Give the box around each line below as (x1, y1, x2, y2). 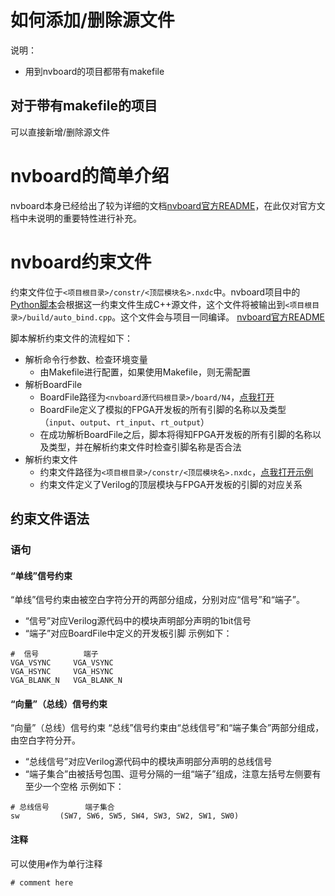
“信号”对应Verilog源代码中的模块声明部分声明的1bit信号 (24, 615, 252, 627)
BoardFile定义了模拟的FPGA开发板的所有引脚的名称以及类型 (39, 403, 287, 415)
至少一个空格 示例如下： (24, 781, 125, 793)
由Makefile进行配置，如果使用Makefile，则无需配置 (39, 366, 251, 378)
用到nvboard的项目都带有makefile (24, 65, 165, 77)
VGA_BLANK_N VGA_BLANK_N (10, 676, 123, 686)
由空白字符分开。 (10, 734, 81, 746)
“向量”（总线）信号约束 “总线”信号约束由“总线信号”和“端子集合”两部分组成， (10, 722, 325, 734)
